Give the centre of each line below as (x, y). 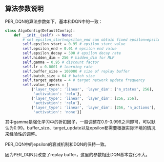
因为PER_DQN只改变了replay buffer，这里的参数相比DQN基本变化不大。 (78, 155)
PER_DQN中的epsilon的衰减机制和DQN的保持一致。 (57, 144)
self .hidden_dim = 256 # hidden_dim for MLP (69, 58)
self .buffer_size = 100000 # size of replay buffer (76, 71)
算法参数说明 (24, 9)
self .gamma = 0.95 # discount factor (61, 62)
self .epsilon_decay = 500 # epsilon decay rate (72, 53)
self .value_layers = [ (46, 85)
